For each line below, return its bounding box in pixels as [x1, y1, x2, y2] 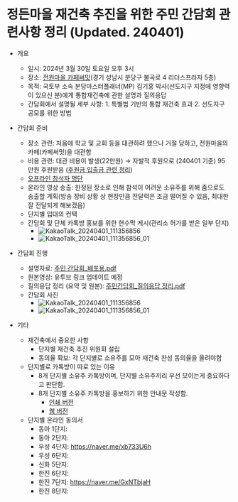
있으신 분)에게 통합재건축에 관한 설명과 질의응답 [35, 90, 167, 99]
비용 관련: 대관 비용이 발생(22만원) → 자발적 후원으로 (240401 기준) [27, 156, 217, 165]
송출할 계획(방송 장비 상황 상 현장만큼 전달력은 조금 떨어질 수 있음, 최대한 [27, 192, 229, 200]
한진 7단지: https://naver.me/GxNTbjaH [38, 477, 151, 486]
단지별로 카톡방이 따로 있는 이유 [27, 362, 115, 371]
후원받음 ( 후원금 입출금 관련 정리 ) [40, 165, 133, 174]
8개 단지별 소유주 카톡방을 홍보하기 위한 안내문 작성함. [38, 388, 188, 398]
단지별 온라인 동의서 [27, 415, 83, 424]
